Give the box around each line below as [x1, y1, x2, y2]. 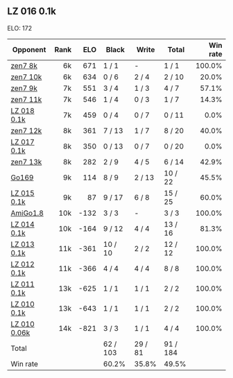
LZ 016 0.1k [7, 6, 57, 17]
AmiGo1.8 [10, 208, 44, 218]
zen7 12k [10, 126, 42, 135]
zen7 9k [10, 83, 38, 93]
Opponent [12, 44, 46, 54]
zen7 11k [10, 94, 42, 104]
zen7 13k [10, 157, 42, 166]
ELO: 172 [7, 24, 33, 32]
